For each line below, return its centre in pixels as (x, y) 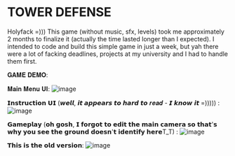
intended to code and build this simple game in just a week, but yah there (113, 46)
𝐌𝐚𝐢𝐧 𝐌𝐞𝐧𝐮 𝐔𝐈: (29, 89)
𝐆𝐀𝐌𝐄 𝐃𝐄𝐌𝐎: (28, 75)
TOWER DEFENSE (60, 12)
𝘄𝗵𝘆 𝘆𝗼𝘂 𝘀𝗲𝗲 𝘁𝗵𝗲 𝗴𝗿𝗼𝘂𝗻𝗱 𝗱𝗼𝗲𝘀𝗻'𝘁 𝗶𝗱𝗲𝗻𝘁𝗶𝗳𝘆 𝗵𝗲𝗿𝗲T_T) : (93, 132)
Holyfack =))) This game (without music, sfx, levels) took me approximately (116, 31)
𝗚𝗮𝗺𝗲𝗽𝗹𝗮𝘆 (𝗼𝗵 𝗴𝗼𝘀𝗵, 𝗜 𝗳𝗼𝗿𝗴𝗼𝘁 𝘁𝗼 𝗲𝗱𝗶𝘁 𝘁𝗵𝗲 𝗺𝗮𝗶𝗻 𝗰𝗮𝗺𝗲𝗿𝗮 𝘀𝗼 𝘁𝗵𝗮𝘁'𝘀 (112, 124)
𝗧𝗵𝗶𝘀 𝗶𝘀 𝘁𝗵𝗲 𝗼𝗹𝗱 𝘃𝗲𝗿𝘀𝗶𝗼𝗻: (46, 145)
